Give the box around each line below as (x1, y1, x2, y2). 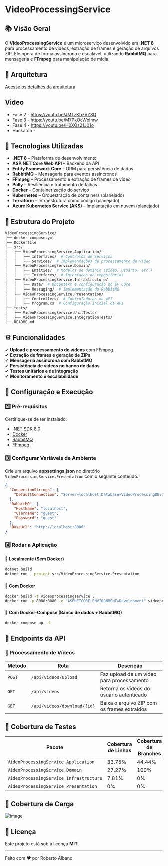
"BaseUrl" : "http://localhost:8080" (9, 525, 86, 530)
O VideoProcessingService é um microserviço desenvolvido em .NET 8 (5, 40, 154, 46)
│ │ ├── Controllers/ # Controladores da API (5, 296, 113, 301)
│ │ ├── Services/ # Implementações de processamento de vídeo (5, 259, 151, 264)
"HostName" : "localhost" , (14, 506, 68, 511)
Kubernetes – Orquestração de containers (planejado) (12, 192, 125, 198)
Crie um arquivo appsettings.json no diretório (5, 468, 100, 474)
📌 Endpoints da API (5, 634, 66, 643)
